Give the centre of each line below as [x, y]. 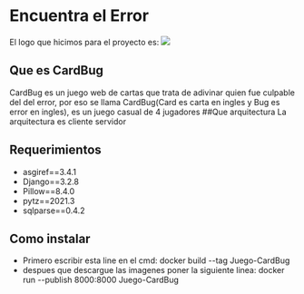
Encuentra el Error [79, 16]
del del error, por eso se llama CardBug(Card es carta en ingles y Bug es [145, 102]
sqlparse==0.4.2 [54, 211]
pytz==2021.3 [49, 201]
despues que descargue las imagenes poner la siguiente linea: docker [153, 270]
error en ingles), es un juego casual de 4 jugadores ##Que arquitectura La [148, 112]
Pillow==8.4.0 [49, 191]
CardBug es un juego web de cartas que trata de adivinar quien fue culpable [152, 93]
